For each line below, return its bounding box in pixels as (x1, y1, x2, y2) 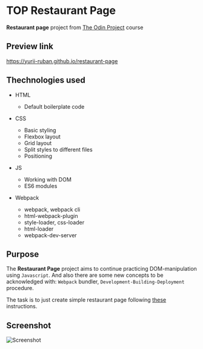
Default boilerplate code (24, 103, 85, 110)
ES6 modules (24, 182, 58, 189)
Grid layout (24, 139, 52, 146)
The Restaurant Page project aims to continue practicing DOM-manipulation (6, 265, 197, 273)
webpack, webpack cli (24, 206, 81, 213)
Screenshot (6, 320, 52, 331)
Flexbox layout (24, 133, 61, 140)
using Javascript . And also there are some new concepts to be (6, 271, 164, 279)
